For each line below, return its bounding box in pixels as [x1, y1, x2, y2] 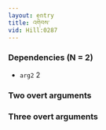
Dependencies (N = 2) [8, 52, 93, 63]
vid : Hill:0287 [8, 26, 58, 34]
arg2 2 [19, 70, 41, 80]
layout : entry [8, 11, 55, 20]
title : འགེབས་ [8, 19, 50, 27]
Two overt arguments [8, 90, 92, 101]
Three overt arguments [8, 111, 98, 122]
